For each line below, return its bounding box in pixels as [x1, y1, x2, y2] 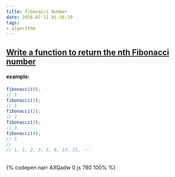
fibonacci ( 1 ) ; [6, 97, 42, 103]
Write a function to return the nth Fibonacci [6, 47, 170, 57]
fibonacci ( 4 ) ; [6, 130, 42, 137]
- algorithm [6, 25, 36, 31]
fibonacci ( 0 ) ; [6, 86, 42, 92]
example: [6, 73, 30, 80]
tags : [6, 20, 20, 26]
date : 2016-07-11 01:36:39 [6, 14, 73, 20]
